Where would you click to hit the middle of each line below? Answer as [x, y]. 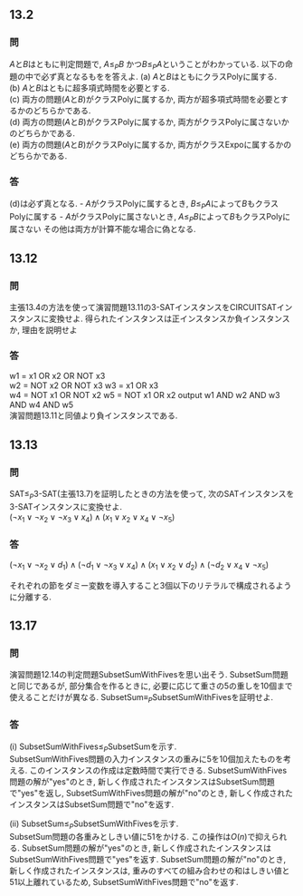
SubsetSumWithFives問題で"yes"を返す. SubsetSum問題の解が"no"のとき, [148, 860]
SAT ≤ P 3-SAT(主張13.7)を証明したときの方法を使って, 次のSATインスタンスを [152, 495]
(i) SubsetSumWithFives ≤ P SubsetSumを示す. [93, 747]
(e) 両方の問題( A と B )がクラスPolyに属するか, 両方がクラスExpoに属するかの [151, 145]
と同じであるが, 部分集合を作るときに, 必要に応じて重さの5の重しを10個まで [151, 686]
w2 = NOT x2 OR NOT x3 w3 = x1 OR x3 [84, 385]
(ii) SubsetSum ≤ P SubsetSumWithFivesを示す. [94, 825]
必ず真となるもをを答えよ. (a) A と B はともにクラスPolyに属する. [159, 77]
